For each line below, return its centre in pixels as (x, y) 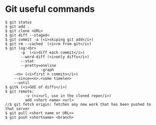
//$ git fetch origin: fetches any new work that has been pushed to (78, 104)
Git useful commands (50, 9)
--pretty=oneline (38, 65)
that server (17, 109)
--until (22, 83)
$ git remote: (20, 91)
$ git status (19, 22)
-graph (47, 70)
